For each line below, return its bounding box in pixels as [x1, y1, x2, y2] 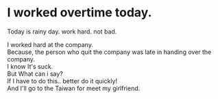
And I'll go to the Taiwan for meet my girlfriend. [7, 84, 141, 92]
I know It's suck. [7, 62, 53, 70]
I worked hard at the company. [7, 40, 94, 48]
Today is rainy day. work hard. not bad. [7, 27, 117, 36]
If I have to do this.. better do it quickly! [7, 76, 118, 85]
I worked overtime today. [7, 5, 152, 20]
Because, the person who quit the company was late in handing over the [7, 48, 212, 56]
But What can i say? [7, 70, 64, 78]
